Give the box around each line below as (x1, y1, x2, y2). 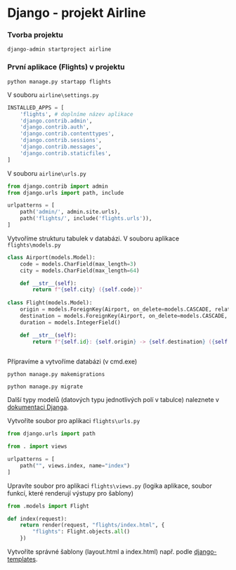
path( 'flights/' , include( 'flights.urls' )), (20, 215, 152, 222)
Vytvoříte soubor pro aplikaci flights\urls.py (7, 417, 140, 425)
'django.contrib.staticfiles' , (20, 150, 112, 157)
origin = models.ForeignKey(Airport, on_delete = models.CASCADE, (20, 306, 212, 313)
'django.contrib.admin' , (20, 117, 93, 124)
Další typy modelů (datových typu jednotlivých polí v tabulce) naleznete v (7, 396, 220, 404)
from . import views (7, 443, 68, 451)
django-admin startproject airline (7, 46, 112, 53)
